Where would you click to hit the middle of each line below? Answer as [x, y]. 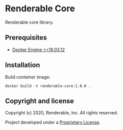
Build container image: [28, 77]
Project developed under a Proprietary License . [53, 122]
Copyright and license [40, 101]
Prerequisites [26, 38]
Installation [23, 65]
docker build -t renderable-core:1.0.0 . [48, 86]
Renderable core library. [29, 22]
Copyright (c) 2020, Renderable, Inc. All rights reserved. [62, 113]
